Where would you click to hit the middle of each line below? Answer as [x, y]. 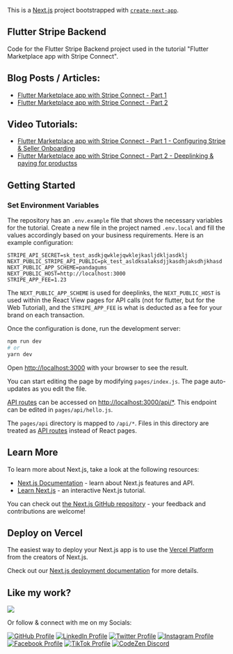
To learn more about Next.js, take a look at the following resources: [103, 469]
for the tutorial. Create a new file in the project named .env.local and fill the [116, 228]
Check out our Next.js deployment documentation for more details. [103, 571]
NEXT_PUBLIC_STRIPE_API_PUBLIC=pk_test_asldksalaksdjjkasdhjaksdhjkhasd [115, 262]
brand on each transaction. [46, 315]
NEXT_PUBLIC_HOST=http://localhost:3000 [67, 274]
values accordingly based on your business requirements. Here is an [105, 235]
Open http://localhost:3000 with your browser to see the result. [98, 367]
